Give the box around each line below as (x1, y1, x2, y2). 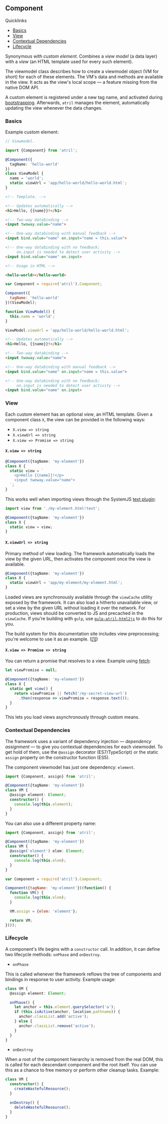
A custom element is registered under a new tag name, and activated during (5, 94, 163, 100)
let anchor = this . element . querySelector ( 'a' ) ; (14, 1005, 116, 1010)
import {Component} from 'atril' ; (5, 148, 78, 153)
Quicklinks (5, 17, 27, 23)
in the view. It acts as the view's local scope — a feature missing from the (5, 79, 157, 85)
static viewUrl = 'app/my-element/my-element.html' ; (10, 580, 123, 585)
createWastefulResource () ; (14, 1086, 71, 1092)
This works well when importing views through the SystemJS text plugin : (5, 496, 156, 502)
